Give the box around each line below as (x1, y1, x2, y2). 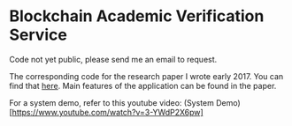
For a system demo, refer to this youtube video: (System (9, 97, 214, 107)
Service (9, 25, 68, 45)
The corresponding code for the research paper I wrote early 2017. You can (9, 70, 284, 81)
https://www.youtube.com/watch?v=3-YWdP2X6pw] (12, 107, 204, 117)
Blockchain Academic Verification (9, 6, 265, 26)
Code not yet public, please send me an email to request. (9, 54, 218, 64)
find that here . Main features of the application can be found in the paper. (9, 80, 277, 91)
